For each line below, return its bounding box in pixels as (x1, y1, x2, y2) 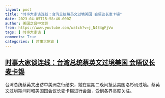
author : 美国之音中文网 (5, 21, 49, 26)
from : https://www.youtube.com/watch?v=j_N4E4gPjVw (5, 25, 113, 30)
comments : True (5, 35, 36, 40)
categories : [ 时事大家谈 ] (5, 39, 59, 44)
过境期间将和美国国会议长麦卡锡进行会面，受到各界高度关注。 (9, 88, 134, 94)
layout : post (5, 7, 32, 12)
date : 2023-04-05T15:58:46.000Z (5, 16, 71, 21)
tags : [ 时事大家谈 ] (5, 30, 46, 35)
